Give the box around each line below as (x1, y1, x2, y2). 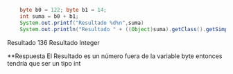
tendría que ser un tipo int (7, 59, 81, 67)
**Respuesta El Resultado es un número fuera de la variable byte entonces (7, 52, 223, 60)
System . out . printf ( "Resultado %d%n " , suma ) (19, 19, 144, 26)
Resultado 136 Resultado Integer (7, 38, 100, 46)
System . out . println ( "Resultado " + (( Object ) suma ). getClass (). (19, 26, 207, 33)
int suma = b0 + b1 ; (19, 12, 79, 20)
